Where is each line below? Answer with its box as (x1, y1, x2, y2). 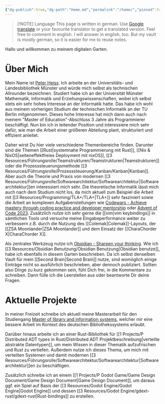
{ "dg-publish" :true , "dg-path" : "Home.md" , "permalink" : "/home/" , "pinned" (5, 7, 155, 12)
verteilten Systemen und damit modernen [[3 (5, 352, 96, 358)
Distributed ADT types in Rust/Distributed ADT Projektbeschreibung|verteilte (5, 336, 160, 342)
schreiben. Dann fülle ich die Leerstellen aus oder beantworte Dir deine (5, 272, 149, 278)
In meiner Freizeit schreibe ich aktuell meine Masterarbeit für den (5, 311, 137, 317)
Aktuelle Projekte (5, 294, 77, 306)
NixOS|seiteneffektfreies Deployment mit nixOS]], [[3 (5, 152, 112, 158)
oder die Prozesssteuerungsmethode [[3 (5, 162, 87, 168)
